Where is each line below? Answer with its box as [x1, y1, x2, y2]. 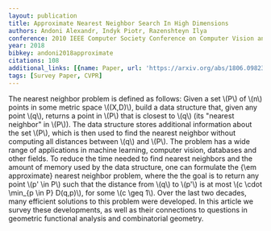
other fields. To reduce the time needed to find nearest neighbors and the [8, 154, 252, 163]
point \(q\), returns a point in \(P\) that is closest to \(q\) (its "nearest [8, 110, 235, 121]
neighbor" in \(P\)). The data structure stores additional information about [8, 119, 252, 129]
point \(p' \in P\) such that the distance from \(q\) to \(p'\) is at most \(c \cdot [8, 179, 263, 189]
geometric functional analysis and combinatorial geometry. [8, 213, 204, 223]
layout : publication [8, 11, 78, 20]
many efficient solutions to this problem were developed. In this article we [8, 196, 254, 206]
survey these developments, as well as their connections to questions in [8, 204, 248, 214]
